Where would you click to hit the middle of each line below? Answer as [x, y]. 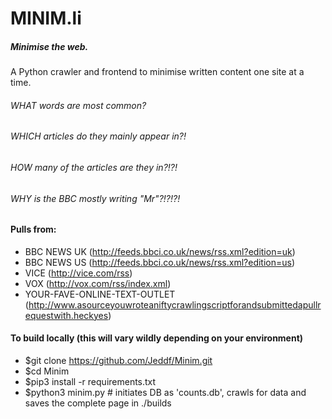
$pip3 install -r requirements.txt [90, 381]
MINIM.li [46, 18]
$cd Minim [47, 371]
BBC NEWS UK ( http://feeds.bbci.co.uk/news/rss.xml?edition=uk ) [160, 251]
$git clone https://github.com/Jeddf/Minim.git [118, 360]
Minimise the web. [49, 46]
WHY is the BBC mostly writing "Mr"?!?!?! [95, 198]
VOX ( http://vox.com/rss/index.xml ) [98, 283]
